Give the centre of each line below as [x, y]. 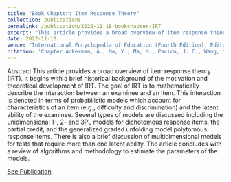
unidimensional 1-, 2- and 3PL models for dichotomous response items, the [113, 122]
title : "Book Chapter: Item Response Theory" [73, 13]
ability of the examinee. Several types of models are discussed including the [115, 114]
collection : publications [44, 20]
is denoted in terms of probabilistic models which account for [94, 100]
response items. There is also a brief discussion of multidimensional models [114, 136]
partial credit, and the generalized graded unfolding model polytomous [107, 129]
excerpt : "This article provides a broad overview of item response [107, 32]
